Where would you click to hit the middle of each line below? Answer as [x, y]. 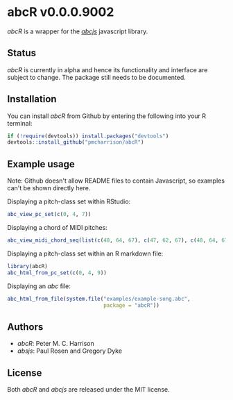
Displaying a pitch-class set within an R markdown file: [85, 253]
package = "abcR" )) [131, 305]
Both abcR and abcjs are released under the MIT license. [88, 389]
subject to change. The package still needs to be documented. [96, 77]
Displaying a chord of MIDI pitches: [57, 227]
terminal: [20, 123]
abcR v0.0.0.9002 [61, 12]
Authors [25, 327]
